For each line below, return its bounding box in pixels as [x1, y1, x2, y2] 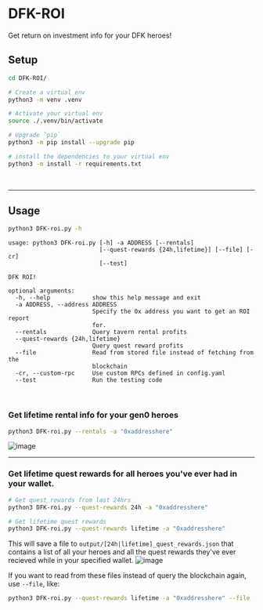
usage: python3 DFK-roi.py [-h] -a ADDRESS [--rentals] [8, 239, 194, 247]
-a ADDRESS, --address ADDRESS [15, 301, 117, 309]
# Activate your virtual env [8, 110, 103, 118]
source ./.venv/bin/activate [8, 117, 103, 125]
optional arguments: [8, 287, 76, 295]
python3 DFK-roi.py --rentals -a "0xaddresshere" [8, 427, 174, 435]
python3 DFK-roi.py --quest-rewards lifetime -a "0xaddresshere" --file [8, 594, 250, 602]
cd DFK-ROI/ [8, 74, 47, 82]
